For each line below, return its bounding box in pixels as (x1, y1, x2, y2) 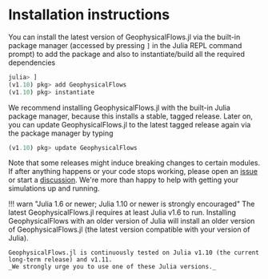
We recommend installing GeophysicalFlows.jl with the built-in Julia (8, 103, 230, 112)
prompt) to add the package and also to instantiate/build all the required (8, 49, 246, 59)
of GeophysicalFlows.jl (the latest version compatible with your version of (8, 224, 250, 234)
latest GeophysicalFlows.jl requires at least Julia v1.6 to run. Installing (8, 208, 236, 217)
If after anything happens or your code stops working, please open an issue (8, 167, 258, 176)
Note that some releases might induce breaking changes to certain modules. (8, 158, 261, 168)
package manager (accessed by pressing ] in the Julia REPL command (8, 40, 242, 50)
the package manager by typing (8, 128, 114, 138)
